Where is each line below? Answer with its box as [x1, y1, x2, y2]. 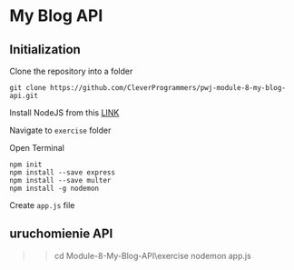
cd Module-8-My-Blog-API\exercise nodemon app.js [54, 250, 251, 261]
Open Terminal [9, 143, 65, 153]
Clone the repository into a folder [9, 65, 133, 76]
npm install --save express [9, 168, 116, 177]
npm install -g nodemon [9, 184, 100, 193]
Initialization [9, 42, 82, 57]
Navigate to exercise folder [9, 125, 112, 135]
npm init [9, 160, 43, 169]
